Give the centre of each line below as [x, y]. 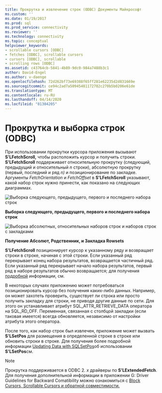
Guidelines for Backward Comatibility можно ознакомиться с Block [73, 380]
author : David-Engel [26, 73]
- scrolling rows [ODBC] [30, 63]
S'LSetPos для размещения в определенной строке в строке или [73, 336]
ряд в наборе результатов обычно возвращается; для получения [72, 271]
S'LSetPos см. [19, 351]
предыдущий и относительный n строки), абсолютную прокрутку [73, 167]
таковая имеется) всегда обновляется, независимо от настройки [73, 316]
